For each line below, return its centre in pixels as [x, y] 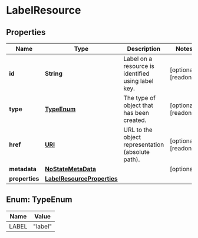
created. [135, 120]
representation [144, 144]
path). [132, 159]
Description [144, 49]
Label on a [138, 59]
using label [138, 81]
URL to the [138, 130]
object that [138, 105]
